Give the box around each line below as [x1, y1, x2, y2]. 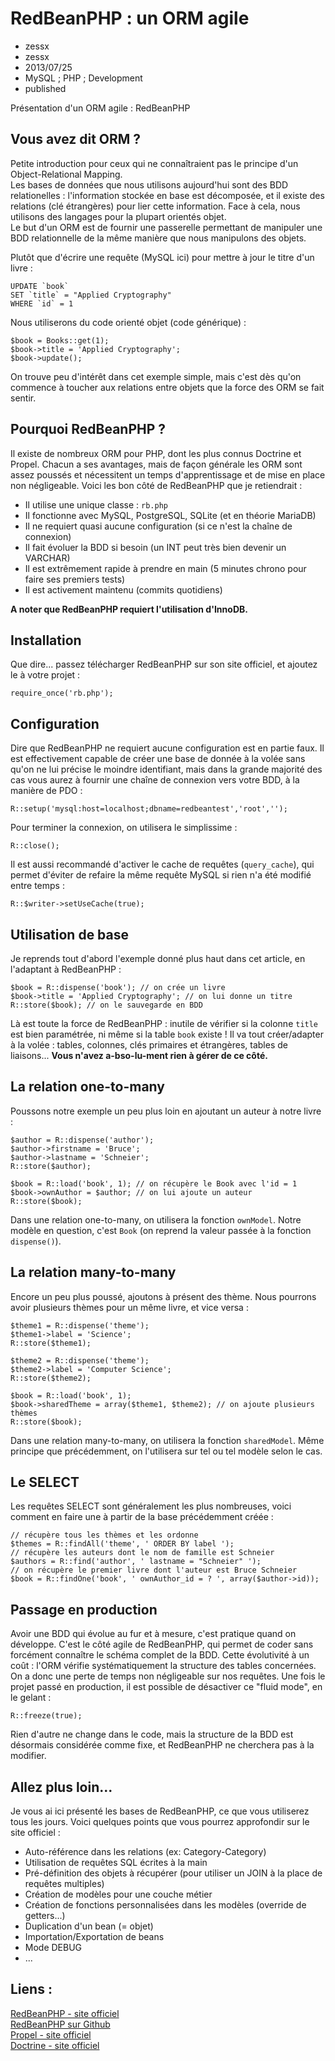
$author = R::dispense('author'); [10, 1135, 155, 1145]
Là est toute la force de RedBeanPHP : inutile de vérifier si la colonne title [10, 1018, 319, 1029]
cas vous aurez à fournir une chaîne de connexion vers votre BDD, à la [10, 774, 300, 786]
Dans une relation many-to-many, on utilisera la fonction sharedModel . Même [10, 1434, 325, 1446]
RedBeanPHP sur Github [10, 2018, 111, 2030]
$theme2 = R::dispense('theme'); [10, 1355, 150, 1366]
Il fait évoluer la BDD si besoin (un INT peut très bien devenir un [24, 541, 287, 553]
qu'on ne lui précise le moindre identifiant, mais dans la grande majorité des [10, 763, 323, 776]
